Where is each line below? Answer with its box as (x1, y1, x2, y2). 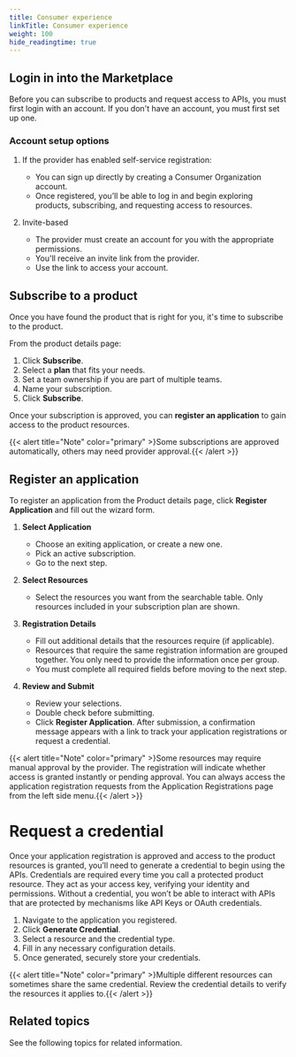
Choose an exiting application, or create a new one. (34, 539, 224, 549)
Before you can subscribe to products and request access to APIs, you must (9, 94, 287, 104)
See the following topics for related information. (9, 1037, 183, 1048)
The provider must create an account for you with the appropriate (34, 234, 274, 245)
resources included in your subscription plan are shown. (34, 601, 240, 611)
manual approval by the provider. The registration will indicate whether (9, 762, 267, 772)
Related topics (9, 1014, 90, 1029)
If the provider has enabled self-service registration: (21, 155, 212, 165)
